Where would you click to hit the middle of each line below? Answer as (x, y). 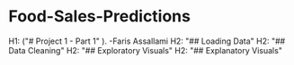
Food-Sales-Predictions (99, 16)
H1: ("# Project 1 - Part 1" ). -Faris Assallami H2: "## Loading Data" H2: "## (147, 41)
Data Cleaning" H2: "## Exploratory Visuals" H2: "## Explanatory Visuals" (145, 50)
